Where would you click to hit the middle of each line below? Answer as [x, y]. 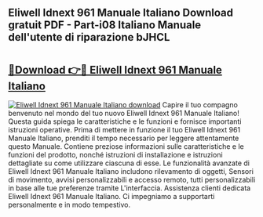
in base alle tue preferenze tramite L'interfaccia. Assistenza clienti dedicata [130, 188]
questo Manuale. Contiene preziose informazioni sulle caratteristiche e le [126, 146]
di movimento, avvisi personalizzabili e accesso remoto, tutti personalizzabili [132, 180]
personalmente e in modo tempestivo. [69, 204]
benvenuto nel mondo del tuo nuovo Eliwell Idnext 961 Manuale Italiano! [124, 113]
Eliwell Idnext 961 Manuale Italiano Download [121, 13]
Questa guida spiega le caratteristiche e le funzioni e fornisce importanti [125, 121]
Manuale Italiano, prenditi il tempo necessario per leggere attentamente [124, 138]
